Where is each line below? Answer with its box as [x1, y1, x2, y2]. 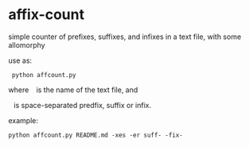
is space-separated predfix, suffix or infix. [14, 100, 152, 110]
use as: [8, 56, 33, 65]
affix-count [8, 6, 85, 24]
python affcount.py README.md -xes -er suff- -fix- [8, 131, 183, 139]
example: [8, 115, 38, 125]
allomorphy [8, 40, 45, 49]
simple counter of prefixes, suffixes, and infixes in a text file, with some [8, 32, 242, 41]
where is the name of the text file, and [8, 85, 138, 95]
